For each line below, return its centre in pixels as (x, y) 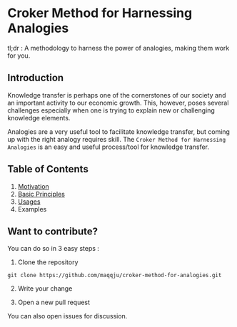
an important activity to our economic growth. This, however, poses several (118, 103)
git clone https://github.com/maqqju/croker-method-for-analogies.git (115, 276)
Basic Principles (41, 194)
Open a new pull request (54, 302)
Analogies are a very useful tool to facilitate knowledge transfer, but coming (119, 131)
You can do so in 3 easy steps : (54, 249)
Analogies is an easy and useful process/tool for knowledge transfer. (108, 147)
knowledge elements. (39, 118)
